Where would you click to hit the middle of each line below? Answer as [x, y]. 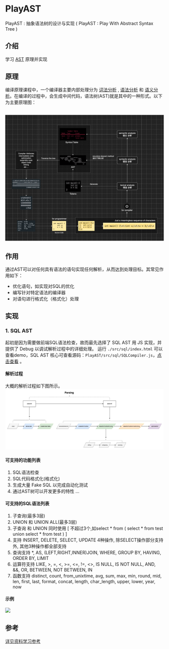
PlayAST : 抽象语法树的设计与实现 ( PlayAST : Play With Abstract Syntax [79, 23]
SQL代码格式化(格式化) [36, 478]
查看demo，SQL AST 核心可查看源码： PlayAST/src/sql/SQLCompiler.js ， [81, 355]
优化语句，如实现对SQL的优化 [43, 286]
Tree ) [11, 29]
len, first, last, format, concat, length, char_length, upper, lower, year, [84, 581]
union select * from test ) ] [40, 534]
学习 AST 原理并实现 [26, 59]
